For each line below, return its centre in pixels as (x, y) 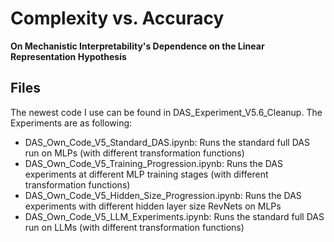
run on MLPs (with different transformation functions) (134, 153)
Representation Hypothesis (68, 56)
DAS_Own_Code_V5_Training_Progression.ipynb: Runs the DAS (154, 163)
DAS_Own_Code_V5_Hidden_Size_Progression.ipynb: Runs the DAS (163, 195)
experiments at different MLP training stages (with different (146, 174)
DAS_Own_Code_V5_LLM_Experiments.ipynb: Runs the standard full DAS (174, 216)
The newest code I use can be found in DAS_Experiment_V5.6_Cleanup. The (166, 112)
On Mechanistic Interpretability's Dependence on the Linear (137, 46)
